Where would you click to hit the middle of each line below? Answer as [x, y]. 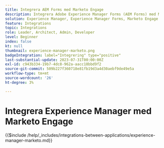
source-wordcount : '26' [29, 78]
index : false [18, 42]
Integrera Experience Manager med [78, 111]
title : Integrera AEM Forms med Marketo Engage [54, 10]
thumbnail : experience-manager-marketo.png [50, 50]
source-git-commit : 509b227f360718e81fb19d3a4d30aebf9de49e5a [70, 69]
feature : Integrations [28, 23]
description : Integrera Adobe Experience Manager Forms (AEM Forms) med [81, 14]
